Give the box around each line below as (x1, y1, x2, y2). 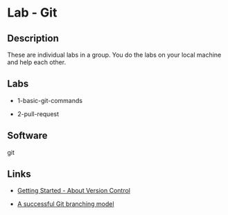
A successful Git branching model (17, 200, 114, 208)
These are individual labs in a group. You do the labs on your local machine (7, 50, 222, 59)
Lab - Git (7, 5, 58, 21)
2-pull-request (17, 109, 60, 118)
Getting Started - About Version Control (17, 187, 130, 195)
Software (7, 130, 48, 142)
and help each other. (7, 58, 67, 66)
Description (7, 32, 59, 44)
